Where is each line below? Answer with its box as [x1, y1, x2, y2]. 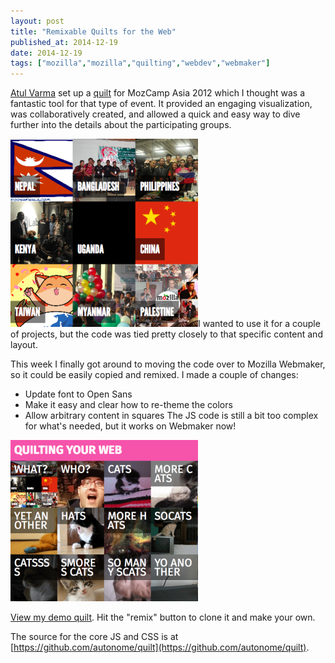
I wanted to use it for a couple [198, 318, 321, 330]
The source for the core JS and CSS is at [10, 631, 179, 643]
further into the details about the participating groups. [10, 119, 232, 131]
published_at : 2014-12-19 [10, 37, 118, 47]
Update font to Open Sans [24, 388, 133, 400]
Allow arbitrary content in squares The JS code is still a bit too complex [24, 410, 319, 422]
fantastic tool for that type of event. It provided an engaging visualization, [10, 98, 313, 110]
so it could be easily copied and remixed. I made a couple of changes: [10, 369, 299, 381]
